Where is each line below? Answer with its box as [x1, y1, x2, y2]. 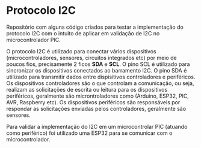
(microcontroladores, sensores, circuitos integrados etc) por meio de [6, 54, 177, 61]
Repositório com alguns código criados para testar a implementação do [6, 23, 184, 31]
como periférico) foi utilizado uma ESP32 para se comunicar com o [6, 129, 173, 137]
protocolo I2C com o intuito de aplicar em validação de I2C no [6, 29, 160, 37]
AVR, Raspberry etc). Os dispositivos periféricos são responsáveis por [6, 98, 181, 105]
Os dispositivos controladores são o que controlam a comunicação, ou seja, [6, 79, 194, 87]
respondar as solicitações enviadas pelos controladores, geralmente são [6, 105, 187, 112]
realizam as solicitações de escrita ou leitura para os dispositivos [6, 86, 168, 93]
